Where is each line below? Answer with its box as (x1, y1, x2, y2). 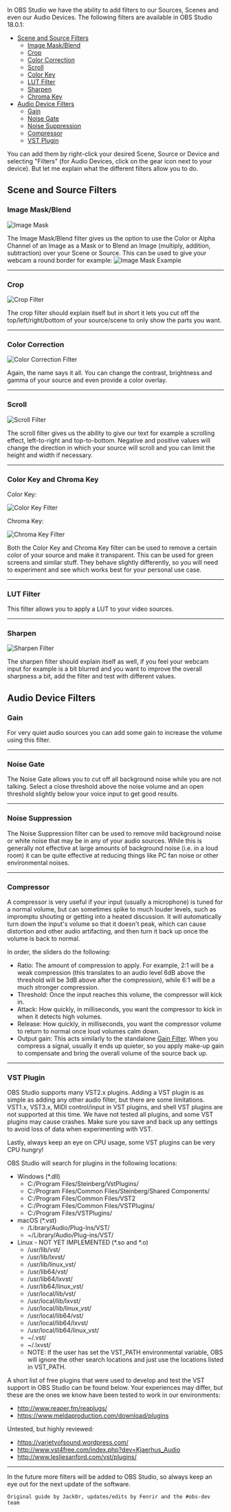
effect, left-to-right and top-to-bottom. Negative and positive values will (7, 436, 211, 444)
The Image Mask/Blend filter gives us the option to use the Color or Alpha (7, 234, 215, 242)
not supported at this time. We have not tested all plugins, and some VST (7, 1110, 214, 1119)
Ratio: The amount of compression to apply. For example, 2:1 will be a (16, 961, 214, 969)
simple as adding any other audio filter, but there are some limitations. (7, 1096, 205, 1104)
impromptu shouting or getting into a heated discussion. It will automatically (7, 913, 222, 921)
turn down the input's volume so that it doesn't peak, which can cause (7, 920, 206, 928)
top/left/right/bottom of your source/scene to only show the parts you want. (7, 316, 222, 324)
